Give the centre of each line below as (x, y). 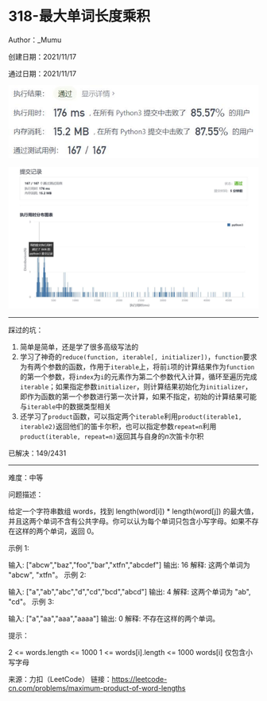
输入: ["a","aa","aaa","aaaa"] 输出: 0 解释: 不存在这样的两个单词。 (114, 618)
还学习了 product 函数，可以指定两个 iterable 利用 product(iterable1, (131, 416)
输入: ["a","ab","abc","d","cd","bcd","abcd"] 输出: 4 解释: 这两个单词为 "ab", (130, 591)
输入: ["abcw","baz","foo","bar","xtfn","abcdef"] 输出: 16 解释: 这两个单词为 (129, 564)
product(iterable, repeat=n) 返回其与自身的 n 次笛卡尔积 (112, 436)
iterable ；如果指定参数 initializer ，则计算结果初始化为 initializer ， (136, 386)
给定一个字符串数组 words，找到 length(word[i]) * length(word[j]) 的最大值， (133, 511)
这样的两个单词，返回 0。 (56, 531)
